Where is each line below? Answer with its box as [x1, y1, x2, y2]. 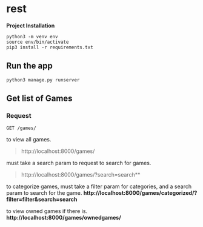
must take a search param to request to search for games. [6, 160, 151, 167]
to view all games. [6, 136, 52, 143]
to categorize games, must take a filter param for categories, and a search [6, 183, 192, 190]
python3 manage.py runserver [6, 76, 80, 83]
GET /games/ [6, 125, 36, 132]
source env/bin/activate [6, 39, 69, 45]
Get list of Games [6, 93, 73, 104]
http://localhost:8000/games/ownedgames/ [6, 214, 121, 222]
